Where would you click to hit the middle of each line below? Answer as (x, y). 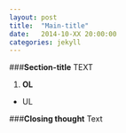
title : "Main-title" (49, 26)
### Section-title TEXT (51, 67)
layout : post (33, 17)
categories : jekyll (45, 42)
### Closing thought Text (56, 119)
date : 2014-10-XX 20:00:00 (63, 34)
